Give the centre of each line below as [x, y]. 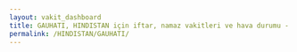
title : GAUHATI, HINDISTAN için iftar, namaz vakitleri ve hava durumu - [149, 26]
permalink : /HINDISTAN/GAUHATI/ [69, 33]
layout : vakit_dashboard [55, 17]
